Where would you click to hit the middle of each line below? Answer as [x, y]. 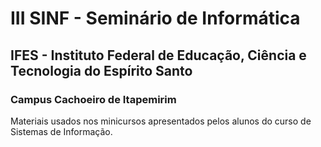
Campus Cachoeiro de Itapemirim [93, 99]
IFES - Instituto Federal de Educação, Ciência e [158, 55]
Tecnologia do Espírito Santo [101, 70]
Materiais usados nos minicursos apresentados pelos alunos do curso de [161, 121]
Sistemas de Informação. [61, 131]
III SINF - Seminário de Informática [155, 18]
